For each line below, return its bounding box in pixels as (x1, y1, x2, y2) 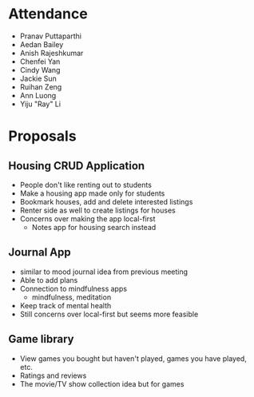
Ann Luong (19, 90, 57, 100)
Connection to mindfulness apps (19, 284, 128, 293)
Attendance (8, 5, 88, 23)
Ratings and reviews (19, 371, 87, 380)
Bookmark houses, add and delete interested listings (19, 197, 193, 206)
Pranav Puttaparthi (19, 31, 82, 41)
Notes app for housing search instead (31, 222, 157, 232)
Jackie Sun (19, 73, 58, 83)
